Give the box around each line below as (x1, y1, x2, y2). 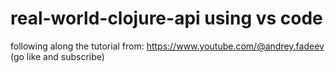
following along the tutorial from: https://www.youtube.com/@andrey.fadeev (10, 40, 325, 52)
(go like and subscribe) (10, 50, 105, 62)
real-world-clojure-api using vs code (10, 7, 323, 30)
